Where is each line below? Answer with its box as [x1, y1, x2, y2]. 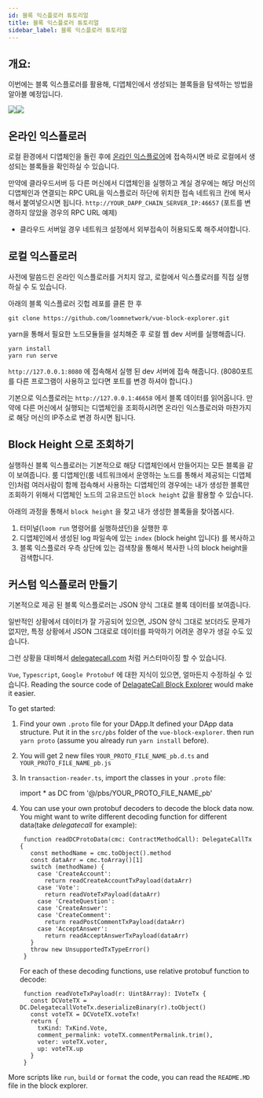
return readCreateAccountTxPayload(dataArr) [44, 877, 192, 885]
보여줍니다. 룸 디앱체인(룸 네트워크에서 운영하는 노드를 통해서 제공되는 [16, 470, 231, 480]
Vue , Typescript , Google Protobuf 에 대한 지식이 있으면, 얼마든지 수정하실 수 [8, 670, 244, 680]
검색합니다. [19, 552, 54, 562]
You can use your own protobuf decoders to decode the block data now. [19, 804, 254, 813]
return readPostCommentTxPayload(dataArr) [44, 918, 186, 927]
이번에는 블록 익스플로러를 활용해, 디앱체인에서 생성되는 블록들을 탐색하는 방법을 [8, 79, 254, 89]
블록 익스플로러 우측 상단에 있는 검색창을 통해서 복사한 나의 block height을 [19, 543, 249, 552]
